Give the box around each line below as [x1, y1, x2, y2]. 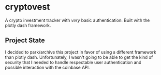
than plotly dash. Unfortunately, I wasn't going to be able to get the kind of [5, 54, 153, 60]
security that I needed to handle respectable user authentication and [5, 59, 142, 65]
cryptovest [5, 1, 50, 12]
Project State [5, 37, 45, 45]
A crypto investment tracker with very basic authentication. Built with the [5, 17, 150, 23]
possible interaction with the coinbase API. [5, 64, 90, 70]
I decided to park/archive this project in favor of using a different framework [5, 49, 156, 55]
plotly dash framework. [5, 22, 51, 28]
